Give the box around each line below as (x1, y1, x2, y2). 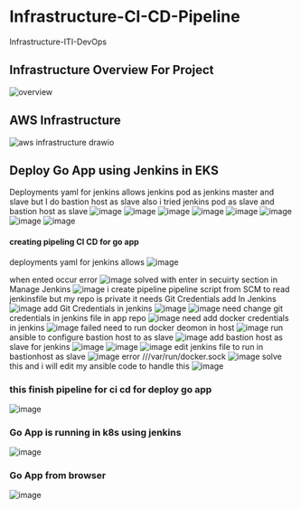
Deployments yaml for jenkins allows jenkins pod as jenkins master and (9, 187, 275, 198)
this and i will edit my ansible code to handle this (9, 360, 190, 372)
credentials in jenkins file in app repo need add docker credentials (9, 312, 289, 323)
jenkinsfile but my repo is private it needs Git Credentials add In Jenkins (9, 293, 277, 304)
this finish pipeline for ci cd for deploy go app (9, 382, 212, 395)
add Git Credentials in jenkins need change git (43, 303, 283, 314)
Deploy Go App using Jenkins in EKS (9, 163, 219, 178)
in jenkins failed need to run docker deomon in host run (9, 322, 284, 333)
